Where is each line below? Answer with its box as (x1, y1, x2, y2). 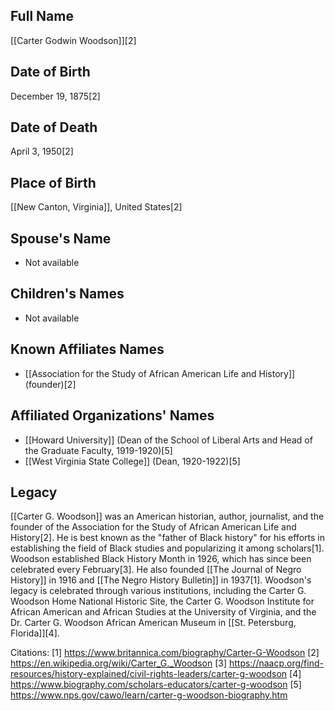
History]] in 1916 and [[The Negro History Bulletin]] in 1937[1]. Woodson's (10, 574, 312, 586)
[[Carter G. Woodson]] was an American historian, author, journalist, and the (10, 510, 325, 523)
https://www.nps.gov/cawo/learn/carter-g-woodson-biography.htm (10, 689, 288, 701)
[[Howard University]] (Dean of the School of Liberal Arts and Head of (24, 434, 313, 446)
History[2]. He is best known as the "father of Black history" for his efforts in (10, 532, 325, 544)
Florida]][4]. (10, 627, 60, 639)
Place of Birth (10, 174, 97, 191)
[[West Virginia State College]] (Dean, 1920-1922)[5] (24, 455, 241, 467)
